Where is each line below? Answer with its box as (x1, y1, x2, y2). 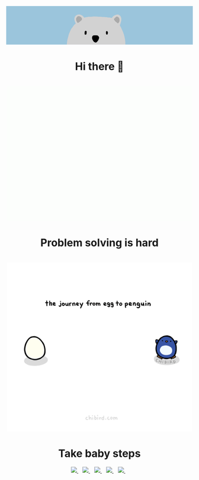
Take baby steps (58, 447, 141, 460)
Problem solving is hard (40, 236, 159, 249)
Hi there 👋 (75, 60, 124, 73)
